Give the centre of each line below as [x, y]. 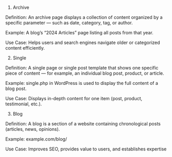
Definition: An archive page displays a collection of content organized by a [84, 17]
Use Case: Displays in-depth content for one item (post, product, [74, 98]
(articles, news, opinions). [33, 129]
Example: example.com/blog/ [36, 139]
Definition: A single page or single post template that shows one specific [82, 68]
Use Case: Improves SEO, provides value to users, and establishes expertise [86, 149]
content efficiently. [25, 48]
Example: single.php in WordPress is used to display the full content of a [82, 83]
